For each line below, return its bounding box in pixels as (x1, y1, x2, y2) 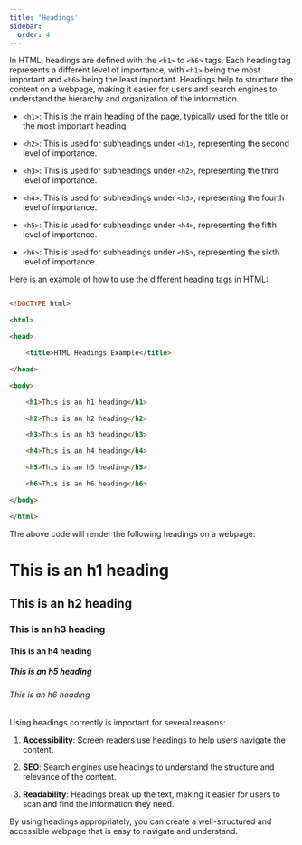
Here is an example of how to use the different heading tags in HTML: (9, 274, 269, 285)
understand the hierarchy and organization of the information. (9, 93, 240, 104)
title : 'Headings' (9, 13, 79, 23)
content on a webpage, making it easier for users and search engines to (9, 83, 278, 95)
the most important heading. (22, 120, 129, 131)
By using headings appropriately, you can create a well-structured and (9, 816, 272, 827)
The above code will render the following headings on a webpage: (9, 528, 256, 539)
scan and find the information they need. (22, 799, 175, 810)
